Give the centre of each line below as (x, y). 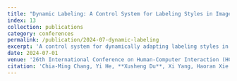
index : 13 (22, 20)
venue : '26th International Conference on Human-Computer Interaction (113, 60)
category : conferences (41, 33)
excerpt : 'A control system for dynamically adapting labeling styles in (118, 46)
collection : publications (45, 27)
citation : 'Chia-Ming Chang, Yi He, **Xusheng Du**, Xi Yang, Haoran (112, 66)
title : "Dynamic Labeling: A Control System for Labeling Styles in (110, 14)
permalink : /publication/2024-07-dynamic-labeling (83, 40)
